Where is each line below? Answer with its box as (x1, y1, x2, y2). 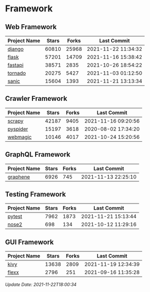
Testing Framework (5, 190, 66, 199)
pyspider (7, 125, 28, 132)
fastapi (7, 62, 24, 68)
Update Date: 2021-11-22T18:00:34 (5, 282, 77, 288)
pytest (7, 213, 22, 220)
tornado (7, 70, 26, 77)
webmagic (7, 133, 32, 140)
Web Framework (5, 23, 57, 31)
